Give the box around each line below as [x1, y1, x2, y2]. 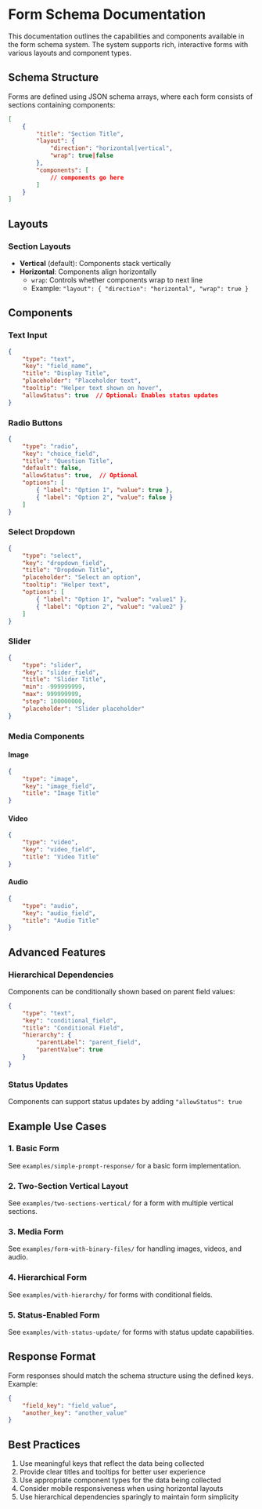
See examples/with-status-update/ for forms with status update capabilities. [8, 1328, 254, 1337]
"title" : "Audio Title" [22, 917, 100, 924]
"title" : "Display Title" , [22, 370, 110, 377]
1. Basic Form [8, 1143, 60, 1154]
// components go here [49, 173, 124, 181]
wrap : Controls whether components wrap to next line [31, 275, 203, 284]
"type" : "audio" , [22, 902, 79, 909]
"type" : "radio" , [22, 442, 79, 450]
